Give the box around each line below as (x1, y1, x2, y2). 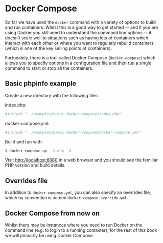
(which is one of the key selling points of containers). (5, 45, 112, 51)
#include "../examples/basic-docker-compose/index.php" (5, 111, 121, 116)
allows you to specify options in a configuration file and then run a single (5, 60, 152, 66)
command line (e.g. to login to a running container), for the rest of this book (5, 227, 157, 233)
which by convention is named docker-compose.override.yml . (5, 195, 128, 201)
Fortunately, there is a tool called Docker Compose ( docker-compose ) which (5, 54, 156, 60)
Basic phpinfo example (5, 80, 76, 88)
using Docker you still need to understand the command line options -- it (5, 29, 152, 35)
